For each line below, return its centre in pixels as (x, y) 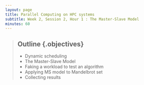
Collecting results (43, 77)
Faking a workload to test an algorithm (64, 67)
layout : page (19, 10)
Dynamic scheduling (46, 56)
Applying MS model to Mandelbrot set (64, 72)
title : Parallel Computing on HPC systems (50, 14)
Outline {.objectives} (50, 44)
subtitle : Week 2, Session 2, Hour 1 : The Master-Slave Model (72, 19)
